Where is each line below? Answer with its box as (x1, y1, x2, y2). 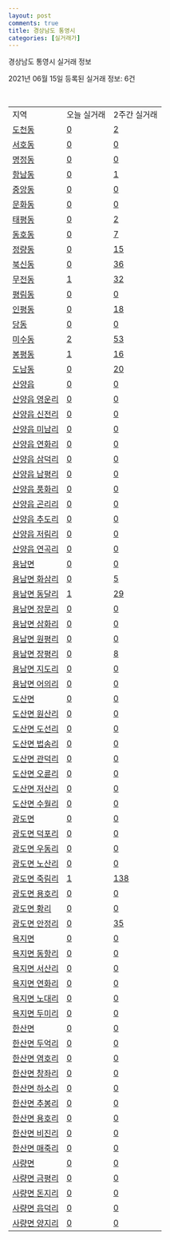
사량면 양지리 (12, 1218, 59, 1229)
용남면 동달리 (12, 589, 59, 600)
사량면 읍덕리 (12, 1203, 59, 1214)
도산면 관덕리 (12, 753, 59, 765)
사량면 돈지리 (12, 1188, 59, 1199)
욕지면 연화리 (12, 978, 59, 989)
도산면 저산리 (12, 784, 59, 795)
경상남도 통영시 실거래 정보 (8, 57, 92, 66)
